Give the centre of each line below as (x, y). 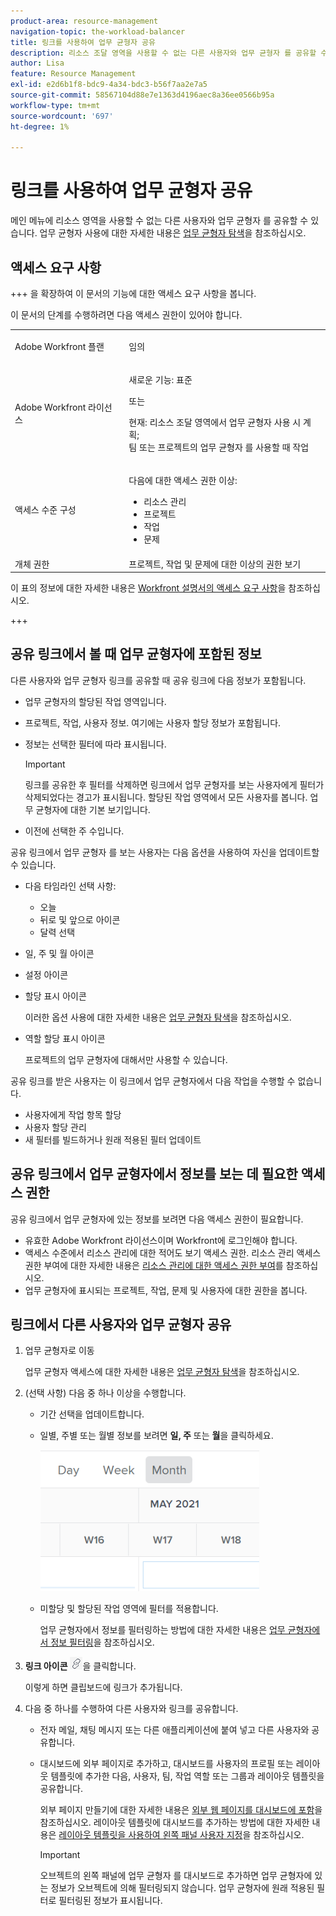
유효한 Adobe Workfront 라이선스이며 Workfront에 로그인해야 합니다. (161, 1240)
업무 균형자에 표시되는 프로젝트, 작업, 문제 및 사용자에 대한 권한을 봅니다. (166, 1290)
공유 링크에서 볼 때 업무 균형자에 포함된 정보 (136, 654)
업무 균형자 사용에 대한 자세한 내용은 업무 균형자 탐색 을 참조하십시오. (173, 233)
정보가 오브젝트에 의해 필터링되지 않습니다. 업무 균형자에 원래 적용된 (182, 1888)
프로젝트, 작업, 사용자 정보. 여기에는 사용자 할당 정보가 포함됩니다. (153, 722)
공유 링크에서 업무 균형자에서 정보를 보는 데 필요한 (154, 1174)
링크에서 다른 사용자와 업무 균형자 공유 (121, 1325)
